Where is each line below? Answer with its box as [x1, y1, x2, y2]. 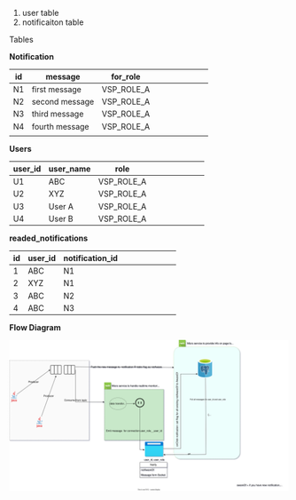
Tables [9, 35, 34, 44]
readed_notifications [9, 233, 89, 243]
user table [21, 8, 59, 18]
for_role [110, 71, 141, 82]
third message [31, 108, 84, 119]
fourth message [31, 121, 90, 131]
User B [48, 213, 74, 224]
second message [31, 97, 95, 107]
